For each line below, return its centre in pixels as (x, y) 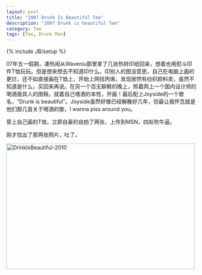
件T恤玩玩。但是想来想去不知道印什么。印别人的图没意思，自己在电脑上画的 (100, 71)
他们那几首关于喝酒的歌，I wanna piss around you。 (71, 109)
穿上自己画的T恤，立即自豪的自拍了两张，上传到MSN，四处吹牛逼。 (91, 122)
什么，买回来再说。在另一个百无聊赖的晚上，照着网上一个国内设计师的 (109, 87)
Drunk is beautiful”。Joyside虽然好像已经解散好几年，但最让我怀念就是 (107, 102)
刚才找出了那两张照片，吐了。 (43, 135)
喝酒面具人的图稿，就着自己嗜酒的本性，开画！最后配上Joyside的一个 (93, 94)
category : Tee (24, 29)
